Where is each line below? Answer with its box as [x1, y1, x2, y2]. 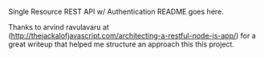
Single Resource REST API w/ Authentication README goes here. [8, 7, 225, 16]
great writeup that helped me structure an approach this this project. [8, 39, 235, 49]
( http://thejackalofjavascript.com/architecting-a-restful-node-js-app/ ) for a [8, 31, 257, 40]
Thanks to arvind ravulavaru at [8, 22, 110, 31]
